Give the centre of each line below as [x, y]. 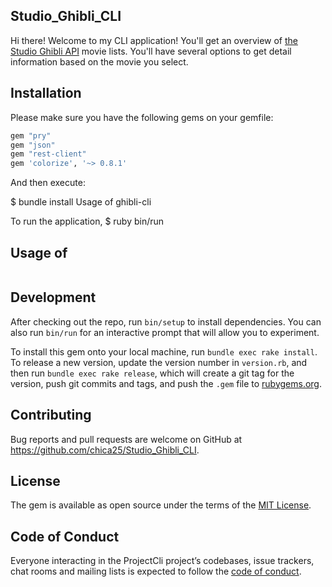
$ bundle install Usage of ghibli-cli [81, 202]
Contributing [51, 415]
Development [53, 297]
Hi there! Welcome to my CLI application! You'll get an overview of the [154, 40]
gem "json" [33, 145]
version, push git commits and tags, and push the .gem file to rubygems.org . [166, 383]
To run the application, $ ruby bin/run [87, 221]
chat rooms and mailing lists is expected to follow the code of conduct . [156, 571]
